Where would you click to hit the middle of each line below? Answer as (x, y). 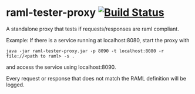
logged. (15, 85)
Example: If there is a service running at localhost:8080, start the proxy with (98, 40)
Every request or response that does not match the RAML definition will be (96, 78)
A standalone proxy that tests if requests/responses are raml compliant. (93, 29)
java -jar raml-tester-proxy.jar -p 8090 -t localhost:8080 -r (85, 51)
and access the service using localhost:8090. (61, 67)
